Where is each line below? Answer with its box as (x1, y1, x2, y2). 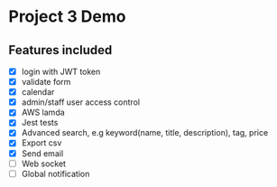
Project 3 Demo (8, 6, 126, 27)
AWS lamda (21, 107, 65, 118)
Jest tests (21, 117, 59, 128)
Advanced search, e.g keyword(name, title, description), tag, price (21, 127, 269, 138)
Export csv (21, 137, 62, 148)
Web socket (21, 158, 67, 169)
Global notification (21, 168, 90, 179)
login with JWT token (21, 66, 101, 77)
